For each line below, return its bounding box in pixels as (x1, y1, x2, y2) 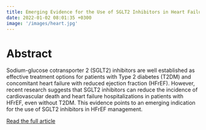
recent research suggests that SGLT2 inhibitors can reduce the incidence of (6, 86, 198, 93)
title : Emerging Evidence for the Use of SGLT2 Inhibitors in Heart (6, 9, 185, 15)
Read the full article (6, 117, 56, 125)
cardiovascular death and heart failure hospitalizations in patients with (6, 93, 184, 100)
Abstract (6, 46, 52, 60)
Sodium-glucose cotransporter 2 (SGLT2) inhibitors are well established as (6, 67, 195, 74)
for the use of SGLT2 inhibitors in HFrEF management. (6, 106, 143, 113)
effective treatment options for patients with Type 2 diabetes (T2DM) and (6, 73, 191, 81)
